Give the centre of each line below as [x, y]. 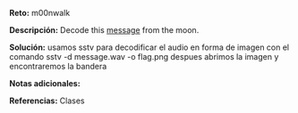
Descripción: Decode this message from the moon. [104, 30]
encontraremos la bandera [58, 66]
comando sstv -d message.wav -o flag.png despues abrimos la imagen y [144, 56]
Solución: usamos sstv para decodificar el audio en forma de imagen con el [149, 47]
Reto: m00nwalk [40, 13]
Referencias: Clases [47, 101]
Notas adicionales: [45, 83]
